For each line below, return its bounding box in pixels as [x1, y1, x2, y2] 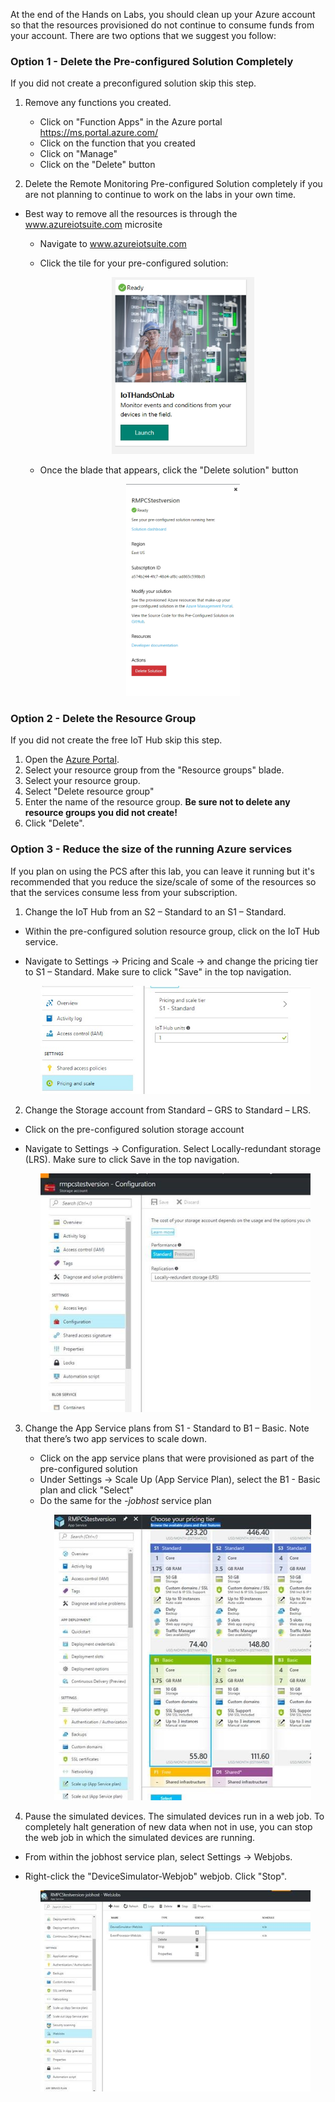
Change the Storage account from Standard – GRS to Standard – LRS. [24, 1104, 312, 1116]
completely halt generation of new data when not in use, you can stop [24, 1820, 313, 1833]
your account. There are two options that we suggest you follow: [10, 30, 277, 41]
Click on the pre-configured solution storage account [24, 1123, 245, 1135]
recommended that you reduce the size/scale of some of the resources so [10, 875, 317, 888]
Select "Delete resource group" [24, 785, 155, 798]
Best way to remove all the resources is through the [24, 208, 238, 220]
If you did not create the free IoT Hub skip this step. [10, 734, 223, 746]
